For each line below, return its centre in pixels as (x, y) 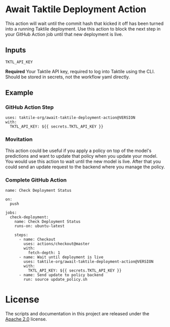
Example (19, 93)
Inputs (16, 50)
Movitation (19, 139)
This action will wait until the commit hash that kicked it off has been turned (84, 23)
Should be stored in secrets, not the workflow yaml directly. (68, 77)
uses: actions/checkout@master (57, 244)
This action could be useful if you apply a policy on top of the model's (78, 151)
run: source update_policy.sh (55, 280)
